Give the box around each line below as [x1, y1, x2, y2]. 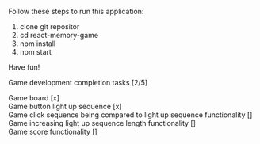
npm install [19, 39, 56, 48]
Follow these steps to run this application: [8, 7, 144, 16]
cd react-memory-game [19, 31, 99, 40]
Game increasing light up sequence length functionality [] [8, 119, 197, 127]
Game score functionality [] [8, 127, 97, 136]
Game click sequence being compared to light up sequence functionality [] [8, 110, 253, 119]
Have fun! [8, 63, 40, 72]
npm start [19, 47, 52, 56]
